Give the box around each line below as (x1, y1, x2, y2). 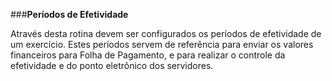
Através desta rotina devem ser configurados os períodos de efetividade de (10, 28, 322, 39)
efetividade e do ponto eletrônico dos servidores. (10, 60, 214, 71)
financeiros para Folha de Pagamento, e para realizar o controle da (10, 49, 286, 61)
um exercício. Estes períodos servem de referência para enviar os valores (10, 39, 314, 50)
